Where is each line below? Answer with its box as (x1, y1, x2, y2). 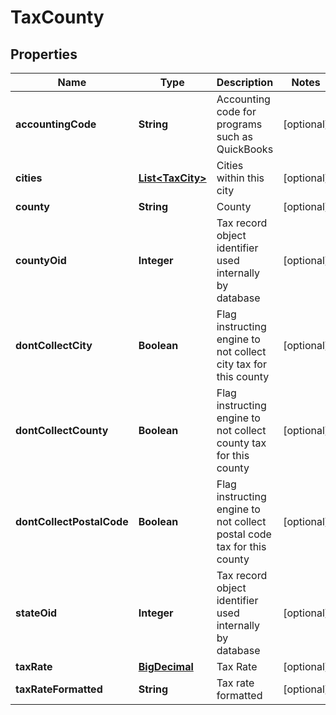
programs (216, 117, 263, 131)
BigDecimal (138, 660, 194, 673)
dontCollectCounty (15, 424, 109, 437)
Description (216, 76, 274, 89)
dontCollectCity (15, 339, 93, 352)
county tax (216, 436, 267, 450)
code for (216, 105, 257, 118)
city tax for (216, 357, 267, 371)
